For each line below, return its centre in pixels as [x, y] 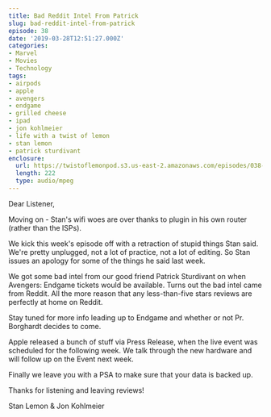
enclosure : [27, 158]
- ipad [19, 121]
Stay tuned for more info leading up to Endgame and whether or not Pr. [126, 317]
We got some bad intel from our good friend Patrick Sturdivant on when [127, 276]
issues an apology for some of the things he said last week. [107, 261]
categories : [28, 46]
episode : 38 [28, 31]
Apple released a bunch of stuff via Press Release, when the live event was [133, 342]
